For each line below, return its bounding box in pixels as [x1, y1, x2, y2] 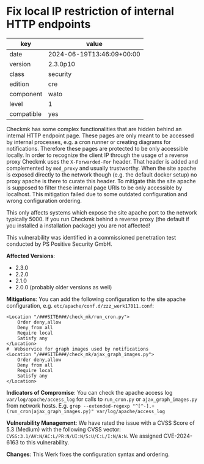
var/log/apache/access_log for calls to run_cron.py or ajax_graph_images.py [6, 395, 197, 403]
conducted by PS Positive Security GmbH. [6, 240, 112, 248]
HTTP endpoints [6, 17, 91, 31]
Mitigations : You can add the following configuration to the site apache [6, 295, 186, 303]
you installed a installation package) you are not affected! [6, 222, 151, 229]
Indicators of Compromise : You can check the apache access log [6, 389, 173, 396]
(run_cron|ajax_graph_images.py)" [6, 408, 95, 414]
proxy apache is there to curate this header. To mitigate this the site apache [6, 177, 197, 184]
